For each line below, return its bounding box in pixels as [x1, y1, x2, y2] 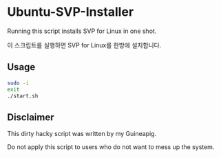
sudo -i [7, 80, 30, 87]
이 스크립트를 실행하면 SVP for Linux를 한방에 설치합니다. [7, 41, 162, 49]
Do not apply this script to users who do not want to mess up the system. [7, 143, 215, 151]
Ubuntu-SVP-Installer [7, 4, 134, 20]
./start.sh [7, 92, 39, 100]
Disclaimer [7, 111, 54, 123]
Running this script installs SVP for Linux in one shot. [7, 27, 157, 35]
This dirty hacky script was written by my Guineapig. [7, 130, 157, 138]
